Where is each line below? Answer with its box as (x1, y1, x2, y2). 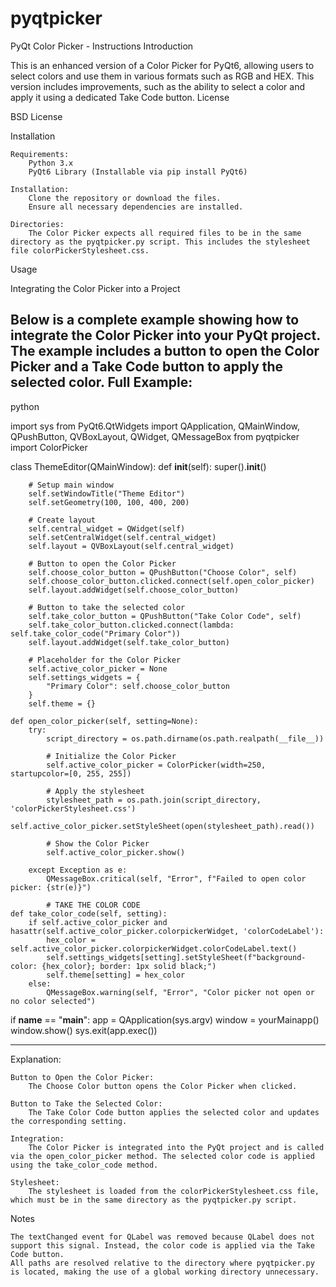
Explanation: (10, 1053, 62, 1065)
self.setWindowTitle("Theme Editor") (28, 488, 186, 499)
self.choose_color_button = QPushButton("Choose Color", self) (28, 567, 298, 577)
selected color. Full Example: (10, 374, 193, 391)
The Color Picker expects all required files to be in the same (28, 228, 302, 238)
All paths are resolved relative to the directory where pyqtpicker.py (10, 1258, 315, 1268)
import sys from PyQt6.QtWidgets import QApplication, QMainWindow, (10, 420, 301, 432)
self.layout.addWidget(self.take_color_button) (28, 637, 230, 647)
